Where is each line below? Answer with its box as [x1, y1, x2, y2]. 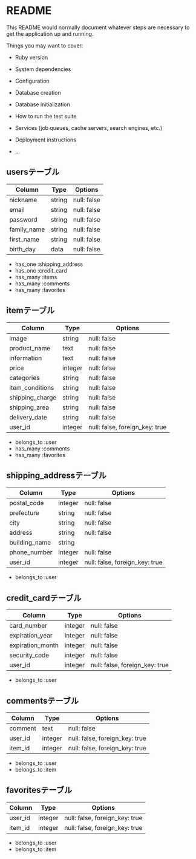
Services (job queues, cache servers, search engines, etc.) [15, 124, 163, 131]
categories [9, 373, 40, 382]
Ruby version [15, 53, 48, 61]
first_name [9, 235, 40, 243]
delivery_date [9, 413, 47, 421]
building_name [9, 538, 51, 547]
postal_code [9, 499, 44, 508]
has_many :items [15, 273, 57, 280]
